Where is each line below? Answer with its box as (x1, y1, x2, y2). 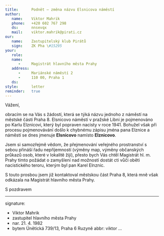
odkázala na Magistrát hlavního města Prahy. (5, 177, 95, 183)
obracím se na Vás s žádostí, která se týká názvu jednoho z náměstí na (5, 112, 148, 118)
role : (11, 52, 23, 58)
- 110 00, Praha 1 (18, 75, 64, 80)
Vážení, (5, 102, 20, 108)
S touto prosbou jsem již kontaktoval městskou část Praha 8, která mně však (5, 172, 159, 178)
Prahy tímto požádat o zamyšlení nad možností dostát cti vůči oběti (5, 157, 140, 163)
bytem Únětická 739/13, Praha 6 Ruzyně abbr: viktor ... (12, 225, 122, 232)
